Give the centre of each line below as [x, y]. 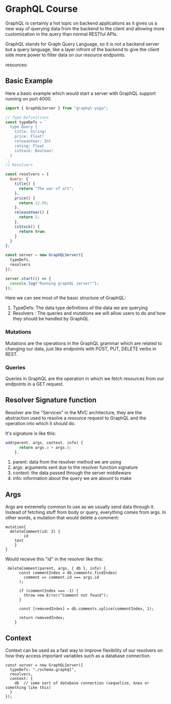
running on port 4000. [29, 98]
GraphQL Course [42, 9]
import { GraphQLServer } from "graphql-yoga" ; [57, 108]
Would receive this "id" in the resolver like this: [54, 559]
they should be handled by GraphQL [51, 319]
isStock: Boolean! [34, 151]
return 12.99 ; [34, 203]
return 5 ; [29, 217]
